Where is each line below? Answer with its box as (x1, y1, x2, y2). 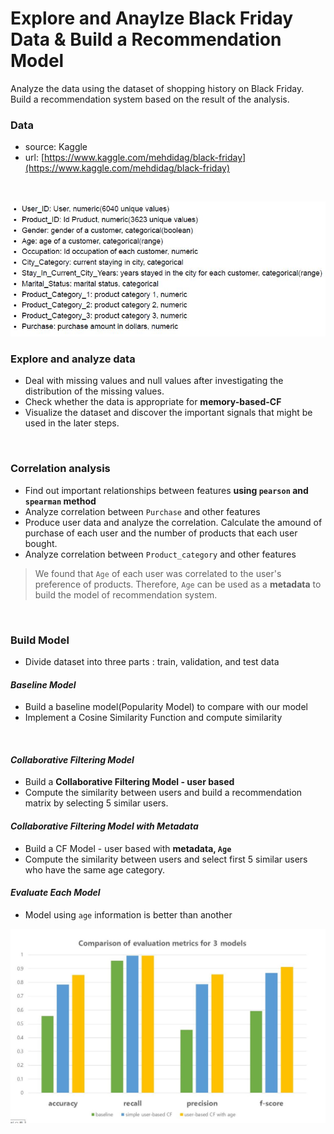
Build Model (10, 633, 70, 647)
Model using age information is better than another (24, 908, 233, 921)
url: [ (24, 152, 45, 164)
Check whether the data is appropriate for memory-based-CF (24, 396, 282, 408)
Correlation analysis (10, 462, 111, 476)
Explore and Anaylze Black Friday (10, 7, 294, 30)
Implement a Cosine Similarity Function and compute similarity (24, 712, 283, 724)
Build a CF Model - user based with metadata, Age (24, 842, 232, 854)
